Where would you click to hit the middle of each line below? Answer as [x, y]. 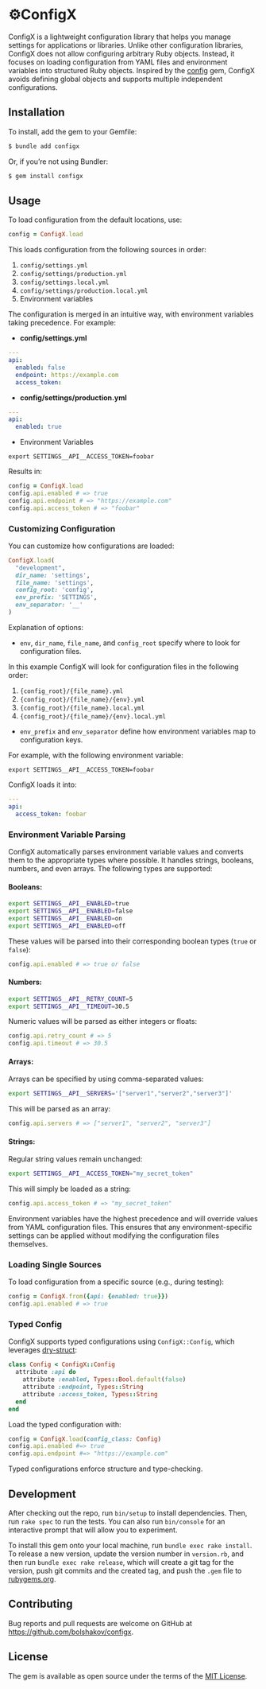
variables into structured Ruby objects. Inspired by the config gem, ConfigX [132, 70]
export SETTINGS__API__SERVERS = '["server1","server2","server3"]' [120, 1094]
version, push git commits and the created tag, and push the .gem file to [125, 1570]
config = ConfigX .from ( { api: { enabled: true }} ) [89, 1297]
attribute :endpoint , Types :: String [83, 1387]
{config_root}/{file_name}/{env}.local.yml [93, 716]
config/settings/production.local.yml [84, 291]
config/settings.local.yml [64, 283]
